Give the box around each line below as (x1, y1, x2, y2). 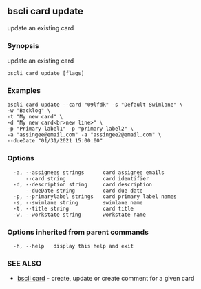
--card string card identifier (25, 175, 149, 182)
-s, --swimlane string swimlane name (13, 199, 143, 206)
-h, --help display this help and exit (13, 243, 134, 250)
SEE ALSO (7, 258, 42, 268)
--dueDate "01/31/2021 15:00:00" (7, 138, 103, 144)
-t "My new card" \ (7, 114, 63, 120)
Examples (7, 86, 41, 96)
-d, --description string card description (13, 181, 153, 188)
